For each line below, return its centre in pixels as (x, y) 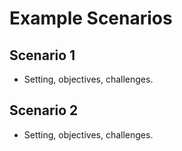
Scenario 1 (42, 55)
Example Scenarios (91, 18)
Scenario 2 (44, 110)
